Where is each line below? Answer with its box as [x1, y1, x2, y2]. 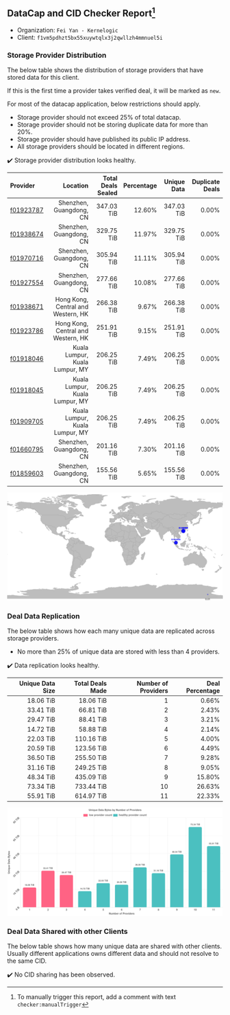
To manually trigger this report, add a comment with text [16, 993, 177, 1001]
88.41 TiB [78, 715, 107, 724]
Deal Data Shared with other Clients [7, 926, 128, 936]
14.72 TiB [27, 725, 56, 733]
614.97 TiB [75, 792, 107, 800]
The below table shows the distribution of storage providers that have [7, 66, 204, 74]
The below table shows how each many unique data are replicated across [7, 627, 215, 635]
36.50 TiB [27, 754, 56, 762]
